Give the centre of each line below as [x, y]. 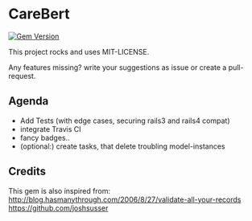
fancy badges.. [45, 137]
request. [22, 76]
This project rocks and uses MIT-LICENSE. [79, 51]
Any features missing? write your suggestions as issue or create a [118, 67]
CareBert [39, 14]
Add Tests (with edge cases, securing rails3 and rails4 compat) [125, 121]
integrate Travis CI [51, 129]
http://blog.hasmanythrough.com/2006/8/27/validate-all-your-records [125, 199]
